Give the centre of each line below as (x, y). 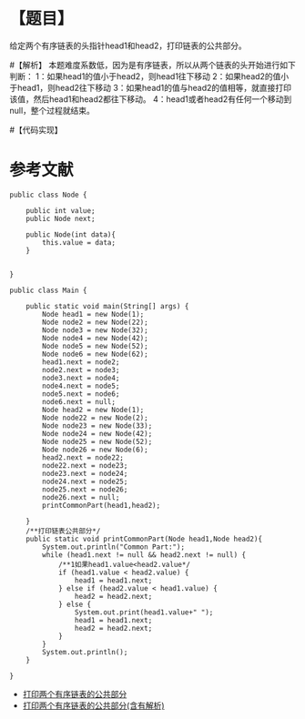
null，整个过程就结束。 (52, 110)
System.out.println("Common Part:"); (113, 547)
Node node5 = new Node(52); (95, 346)
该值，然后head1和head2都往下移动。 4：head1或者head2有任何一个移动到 (151, 99)
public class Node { (49, 195)
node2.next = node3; (81, 370)
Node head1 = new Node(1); (93, 314)
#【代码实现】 (36, 129)
